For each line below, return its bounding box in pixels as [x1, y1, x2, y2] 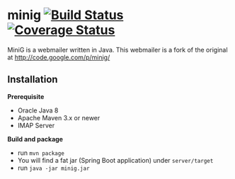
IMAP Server [17, 121, 55, 129]
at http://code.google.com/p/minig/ [7, 53, 110, 62]
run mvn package [17, 149, 65, 157]
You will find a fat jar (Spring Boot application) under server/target [17, 156, 214, 164]
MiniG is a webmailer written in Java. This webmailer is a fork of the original [7, 45, 228, 54]
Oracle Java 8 [17, 106, 59, 115]
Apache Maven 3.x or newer [17, 113, 101, 122]
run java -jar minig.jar [17, 163, 90, 172]
